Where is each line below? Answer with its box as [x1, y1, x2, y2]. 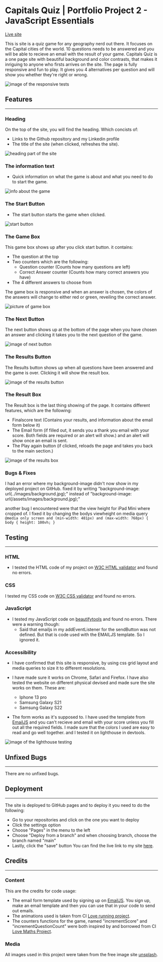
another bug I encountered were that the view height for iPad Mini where [5, 506, 150, 511]
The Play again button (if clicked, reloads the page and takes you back [12, 443, 153, 449]
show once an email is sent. [12, 437, 68, 443]
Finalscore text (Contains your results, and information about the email [12, 417, 153, 423]
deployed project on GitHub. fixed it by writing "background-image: [5, 486, 140, 491]
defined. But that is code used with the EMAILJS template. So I [19, 632, 145, 637]
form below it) [12, 422, 40, 428]
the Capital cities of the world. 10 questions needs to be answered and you [5, 46, 154, 52]
